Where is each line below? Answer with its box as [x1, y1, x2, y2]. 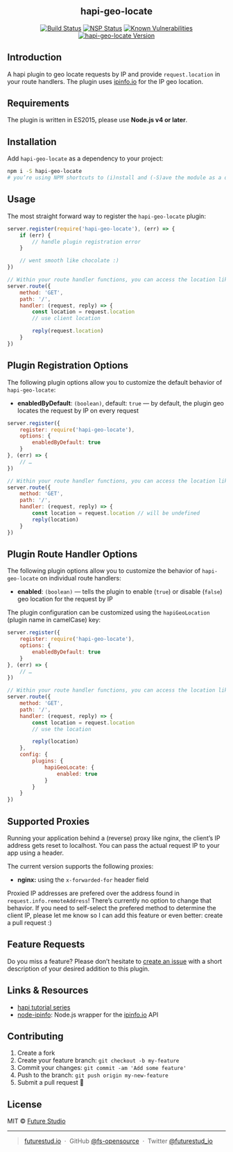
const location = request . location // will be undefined [32, 510, 200, 517]
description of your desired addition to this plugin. [7, 965, 150, 973]
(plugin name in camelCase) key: [7, 616, 101, 624]
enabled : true [56, 770, 98, 777]
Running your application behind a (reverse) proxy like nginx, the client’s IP [7, 834, 221, 842]
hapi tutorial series [17, 1003, 71, 1011]
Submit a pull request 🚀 [17, 1078, 85, 1087]
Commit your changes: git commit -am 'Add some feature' [17, 1064, 187, 1072]
